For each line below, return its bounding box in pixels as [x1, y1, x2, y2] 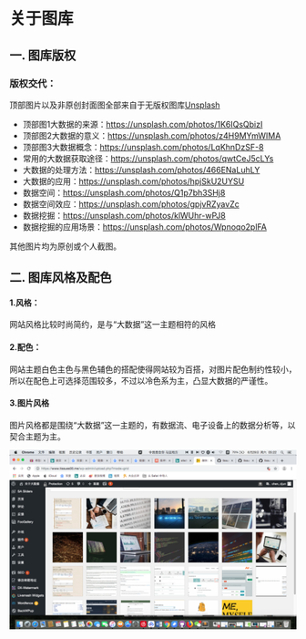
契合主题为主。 [9, 430, 66, 442]
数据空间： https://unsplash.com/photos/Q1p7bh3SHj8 [22, 187, 226, 198]
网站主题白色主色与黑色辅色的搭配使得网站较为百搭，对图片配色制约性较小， [9, 364, 297, 375]
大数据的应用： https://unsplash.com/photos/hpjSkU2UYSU [22, 175, 245, 187]
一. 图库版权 [9, 47, 76, 63]
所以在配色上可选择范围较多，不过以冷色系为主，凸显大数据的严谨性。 [9, 375, 273, 386]
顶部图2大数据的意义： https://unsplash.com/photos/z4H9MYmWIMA [22, 129, 281, 141]
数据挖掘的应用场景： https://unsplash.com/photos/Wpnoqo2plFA [22, 221, 267, 232]
